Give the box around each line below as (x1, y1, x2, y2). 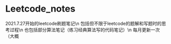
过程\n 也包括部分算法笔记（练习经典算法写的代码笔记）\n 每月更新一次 (9, 26, 160, 33)
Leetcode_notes (5, 3, 76, 15)
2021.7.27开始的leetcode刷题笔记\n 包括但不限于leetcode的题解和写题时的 (5, 20, 162, 26)
